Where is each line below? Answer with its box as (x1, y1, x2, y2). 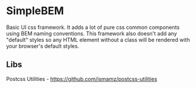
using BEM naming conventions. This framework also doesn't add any (6, 30, 177, 37)
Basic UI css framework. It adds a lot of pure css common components (6, 24, 180, 31)
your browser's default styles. (6, 43, 80, 50)
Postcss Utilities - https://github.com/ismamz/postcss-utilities (6, 75, 157, 82)
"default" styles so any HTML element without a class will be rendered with (6, 36, 190, 43)
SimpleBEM (6, 4, 64, 18)
